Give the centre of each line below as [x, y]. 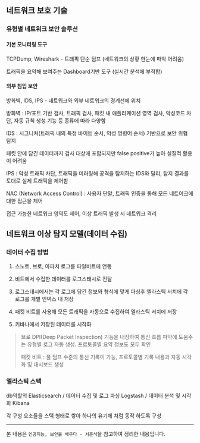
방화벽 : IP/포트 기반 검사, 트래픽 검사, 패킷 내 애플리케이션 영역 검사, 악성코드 [96, 113]
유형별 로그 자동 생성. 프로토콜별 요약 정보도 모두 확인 [89, 344]
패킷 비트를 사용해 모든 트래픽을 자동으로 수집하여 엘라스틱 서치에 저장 [96, 312]
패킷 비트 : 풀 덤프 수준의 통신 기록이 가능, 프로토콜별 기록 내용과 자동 [101, 357]
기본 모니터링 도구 [27, 44]
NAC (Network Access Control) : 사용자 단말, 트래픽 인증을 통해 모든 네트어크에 [100, 193]
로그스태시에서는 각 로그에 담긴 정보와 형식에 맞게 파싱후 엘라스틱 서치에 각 [101, 292]
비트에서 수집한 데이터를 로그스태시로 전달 [63, 279]
